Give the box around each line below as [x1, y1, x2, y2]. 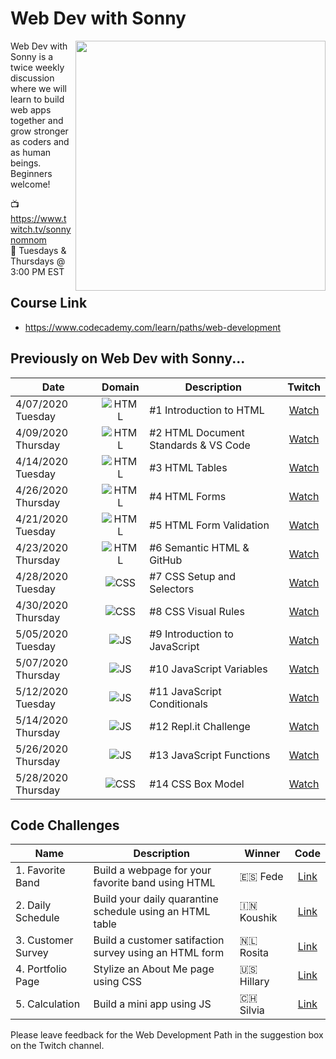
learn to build [10, 93, 65, 105]
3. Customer [15, 933, 74, 947]
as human [10, 146, 52, 158]
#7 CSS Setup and [149, 569, 237, 583]
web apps [10, 103, 52, 116]
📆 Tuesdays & [10, 244, 67, 256]
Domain [101, 380, 140, 394]
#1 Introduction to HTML [149, 403, 265, 417]
